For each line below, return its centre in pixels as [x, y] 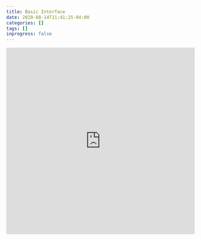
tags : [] [17, 28]
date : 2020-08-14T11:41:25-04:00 [48, 17]
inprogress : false [29, 34]
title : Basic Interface [36, 12]
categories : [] [25, 23]
